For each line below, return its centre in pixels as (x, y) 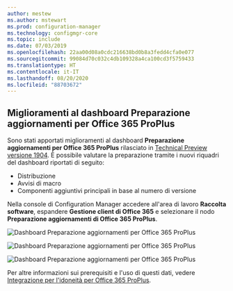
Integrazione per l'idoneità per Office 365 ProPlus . (79, 280)
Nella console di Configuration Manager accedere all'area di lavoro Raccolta (117, 204)
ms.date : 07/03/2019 (37, 46)
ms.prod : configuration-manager (54, 26)
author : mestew (29, 14)
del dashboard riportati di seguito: (56, 163)
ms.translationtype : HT (42, 65)
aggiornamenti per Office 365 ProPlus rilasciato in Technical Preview (107, 148)
